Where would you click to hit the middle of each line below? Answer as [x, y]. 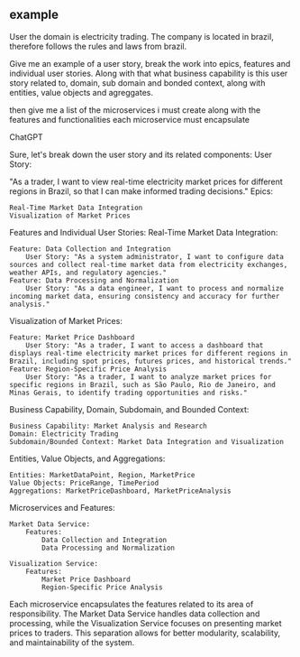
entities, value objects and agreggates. [81, 92]
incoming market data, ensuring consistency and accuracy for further [145, 296]
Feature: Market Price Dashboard [72, 338]
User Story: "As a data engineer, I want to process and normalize [155, 288]
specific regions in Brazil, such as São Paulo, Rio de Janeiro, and [143, 384]
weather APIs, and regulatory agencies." [88, 273]
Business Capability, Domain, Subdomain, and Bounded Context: [129, 409]
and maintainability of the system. [72, 642]
